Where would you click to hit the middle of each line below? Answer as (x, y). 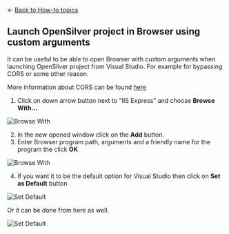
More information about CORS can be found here (77, 87)
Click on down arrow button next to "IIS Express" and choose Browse (116, 100)
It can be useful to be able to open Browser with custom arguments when (111, 59)
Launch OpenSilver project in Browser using (104, 31)
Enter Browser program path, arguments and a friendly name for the (113, 142)
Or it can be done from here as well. (58, 210)
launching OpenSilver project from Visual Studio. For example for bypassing (115, 66)
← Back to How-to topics (43, 10)
